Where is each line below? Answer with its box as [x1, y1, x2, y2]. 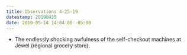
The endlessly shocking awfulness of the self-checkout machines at [14, 36, 182, 43]
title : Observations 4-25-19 [6, 8, 78, 15]
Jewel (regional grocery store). [14, 42, 91, 49]
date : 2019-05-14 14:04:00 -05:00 [6, 20, 92, 25]
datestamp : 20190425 [6, 14, 57, 20]
